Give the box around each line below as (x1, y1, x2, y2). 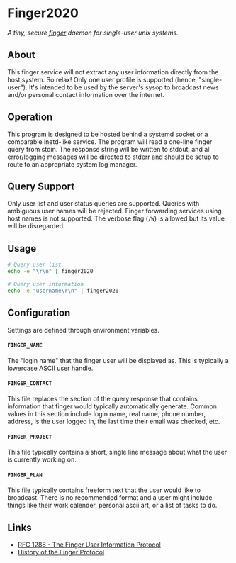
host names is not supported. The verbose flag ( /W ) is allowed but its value (7, 214, 225, 223)
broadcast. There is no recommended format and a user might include (7, 494, 213, 502)
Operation (7, 111, 53, 123)
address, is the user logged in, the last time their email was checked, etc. (7, 417, 220, 425)
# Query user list (7, 261, 62, 269)
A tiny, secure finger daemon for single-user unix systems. (7, 28, 179, 37)
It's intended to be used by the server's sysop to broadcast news (28, 83, 219, 91)
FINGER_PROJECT (7, 433, 52, 440)
